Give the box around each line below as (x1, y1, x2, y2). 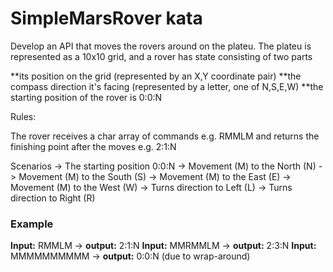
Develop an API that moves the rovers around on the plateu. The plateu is (10, 40, 312, 52)
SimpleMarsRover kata (10, 7, 203, 30)
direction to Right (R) (10, 192, 96, 204)
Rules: (10, 110, 37, 122)
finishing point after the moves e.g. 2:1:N (10, 140, 177, 152)
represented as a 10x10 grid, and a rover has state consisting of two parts (10, 50, 313, 62)
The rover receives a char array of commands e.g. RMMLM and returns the (10, 130, 320, 142)
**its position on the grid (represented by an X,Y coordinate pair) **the (10, 70, 302, 82)
